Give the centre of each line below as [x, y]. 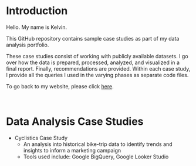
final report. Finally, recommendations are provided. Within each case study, [98, 68]
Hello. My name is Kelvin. [37, 27]
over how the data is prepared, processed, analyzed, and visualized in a [93, 62]
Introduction [37, 11]
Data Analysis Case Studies [75, 122]
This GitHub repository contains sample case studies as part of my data [93, 38]
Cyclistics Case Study [41, 138]
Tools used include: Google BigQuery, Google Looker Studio [96, 157]
